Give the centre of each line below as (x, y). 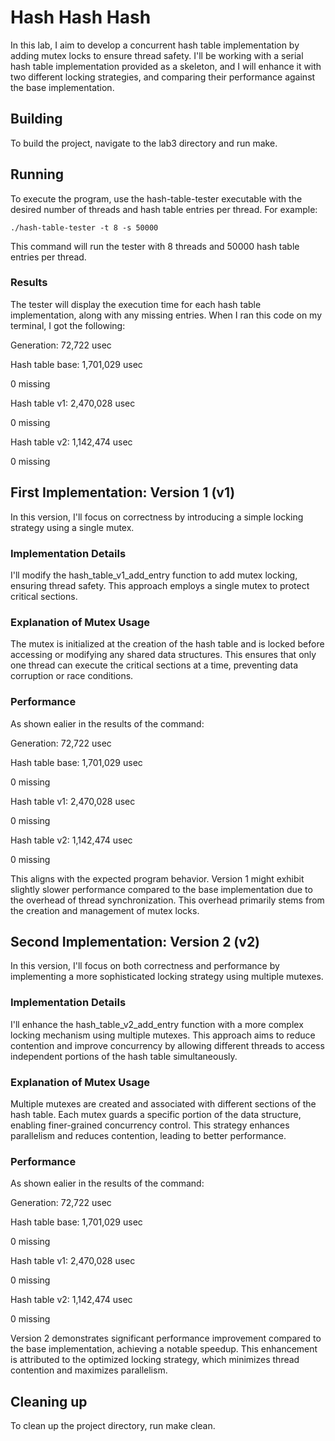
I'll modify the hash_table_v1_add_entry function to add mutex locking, (154, 575)
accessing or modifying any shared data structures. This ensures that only (163, 655)
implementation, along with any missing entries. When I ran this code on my (166, 315)
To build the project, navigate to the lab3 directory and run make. (144, 143)
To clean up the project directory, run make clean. (113, 1426)
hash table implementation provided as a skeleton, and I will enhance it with (166, 66)
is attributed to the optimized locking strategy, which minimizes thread (155, 1360)
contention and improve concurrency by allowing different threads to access (167, 1045)
